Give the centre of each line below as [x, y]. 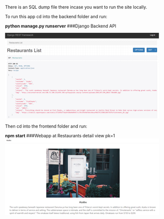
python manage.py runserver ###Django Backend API [61, 26]
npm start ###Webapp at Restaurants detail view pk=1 [60, 135]
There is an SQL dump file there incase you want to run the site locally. [76, 7]
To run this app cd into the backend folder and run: [56, 16]
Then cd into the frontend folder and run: [46, 126]
